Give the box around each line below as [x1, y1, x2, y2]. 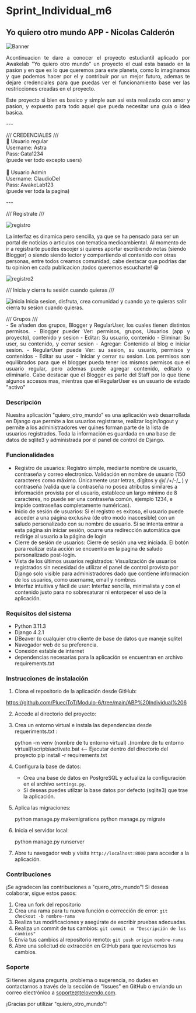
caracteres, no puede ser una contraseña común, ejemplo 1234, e [14, 495, 173, 502]
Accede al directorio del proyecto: [14, 710, 97, 717]
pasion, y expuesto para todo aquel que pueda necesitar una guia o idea [6, 103, 190, 109]
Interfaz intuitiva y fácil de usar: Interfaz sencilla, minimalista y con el [14, 582, 181, 589]
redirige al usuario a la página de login [14, 533, 107, 540]
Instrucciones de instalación [6, 674, 89, 682]
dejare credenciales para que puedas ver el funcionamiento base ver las [6, 79, 190, 86]
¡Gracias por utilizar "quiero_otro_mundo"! [6, 1000, 107, 1007]
